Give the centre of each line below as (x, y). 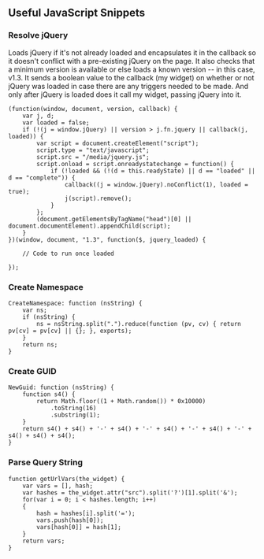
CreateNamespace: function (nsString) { (76, 303)
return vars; (44, 541)
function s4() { (49, 394)
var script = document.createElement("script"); (118, 143)
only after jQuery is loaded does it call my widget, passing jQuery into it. (125, 94)
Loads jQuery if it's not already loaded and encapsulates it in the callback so (132, 52)
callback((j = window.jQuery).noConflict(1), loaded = (156, 184)
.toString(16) (73, 409)
